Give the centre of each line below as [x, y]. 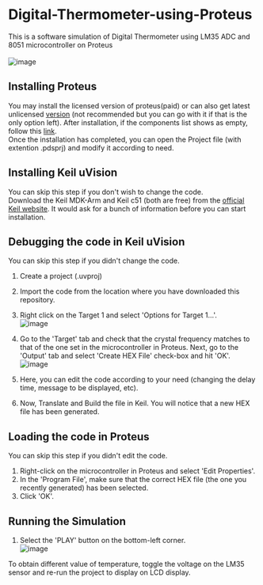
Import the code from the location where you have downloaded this [130, 291]
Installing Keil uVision [63, 173]
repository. [37, 300]
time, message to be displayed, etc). [79, 388]
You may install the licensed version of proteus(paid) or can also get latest [130, 105]
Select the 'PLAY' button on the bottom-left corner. [103, 540]
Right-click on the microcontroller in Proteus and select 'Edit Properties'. [137, 471]
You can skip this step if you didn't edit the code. [88, 456]
